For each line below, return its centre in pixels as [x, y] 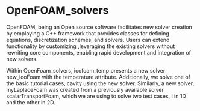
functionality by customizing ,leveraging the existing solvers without [91, 46]
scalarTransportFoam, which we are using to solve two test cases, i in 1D [96, 96]
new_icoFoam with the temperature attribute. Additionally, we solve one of [98, 77]
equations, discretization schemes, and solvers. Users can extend [88, 40]
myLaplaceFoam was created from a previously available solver [85, 89]
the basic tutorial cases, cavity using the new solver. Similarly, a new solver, [100, 83]
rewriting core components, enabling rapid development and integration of [99, 52]
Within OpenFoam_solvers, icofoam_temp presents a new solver [86, 70]
